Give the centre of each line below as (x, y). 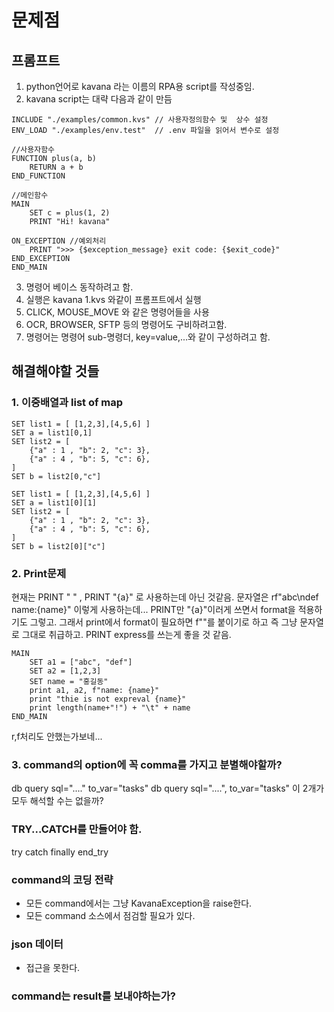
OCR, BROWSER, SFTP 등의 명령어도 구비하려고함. (126, 324)
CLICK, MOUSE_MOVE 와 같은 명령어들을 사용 (117, 312)
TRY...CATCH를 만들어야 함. (77, 829)
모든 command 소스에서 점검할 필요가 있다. (110, 915)
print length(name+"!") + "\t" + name (110, 707)
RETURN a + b (56, 167)
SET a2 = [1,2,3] (65, 671)
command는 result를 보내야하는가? (93, 996)
